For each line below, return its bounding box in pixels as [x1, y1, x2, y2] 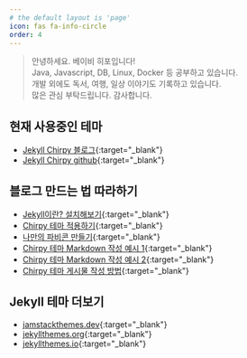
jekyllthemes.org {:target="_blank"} [22, 328, 152, 339]
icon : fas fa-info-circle [9, 22, 106, 31]
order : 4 [9, 30, 42, 39]
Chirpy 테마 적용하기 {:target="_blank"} [22, 221, 164, 231]
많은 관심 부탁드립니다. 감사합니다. [31, 89, 152, 100]
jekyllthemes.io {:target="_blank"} [22, 338, 147, 349]
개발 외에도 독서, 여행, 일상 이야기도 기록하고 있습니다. [31, 79, 222, 89]
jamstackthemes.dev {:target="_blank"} [22, 318, 168, 330]
